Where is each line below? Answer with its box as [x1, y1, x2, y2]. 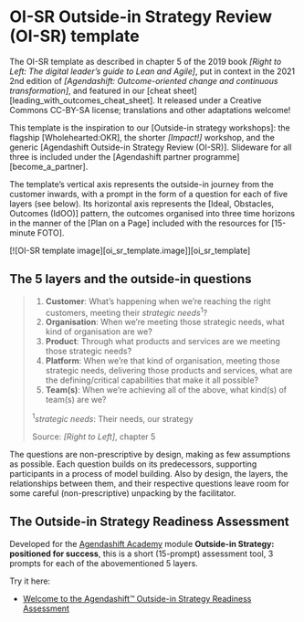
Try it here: [9, 575, 51, 586]
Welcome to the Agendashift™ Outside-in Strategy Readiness [22, 593, 252, 604]
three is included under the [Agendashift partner [9, 151, 192, 162]
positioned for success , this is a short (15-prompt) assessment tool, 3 [9, 548, 274, 559]
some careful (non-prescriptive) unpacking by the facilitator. [9, 488, 236, 499]
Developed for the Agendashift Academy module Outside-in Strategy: [9, 538, 275, 549]
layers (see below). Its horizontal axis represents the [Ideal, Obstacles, [9, 198, 275, 209]
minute [9, 227, 36, 238]
